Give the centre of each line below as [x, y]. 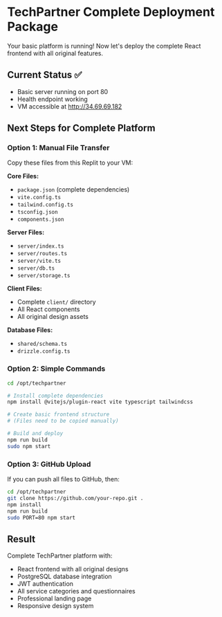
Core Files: [23, 176]
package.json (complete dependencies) [73, 190]
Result [21, 539]
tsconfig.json [37, 212]
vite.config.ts [39, 198]
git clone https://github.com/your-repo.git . [75, 498]
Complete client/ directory [56, 302]
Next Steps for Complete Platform [81, 128]
